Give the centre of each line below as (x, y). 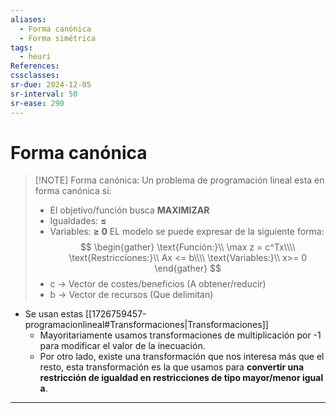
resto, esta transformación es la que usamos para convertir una (172, 367)
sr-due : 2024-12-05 (51, 85)
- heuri (35, 57)
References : (35, 66)
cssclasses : (35, 76)
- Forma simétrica (58, 38)
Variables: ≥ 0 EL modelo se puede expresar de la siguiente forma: (187, 232)
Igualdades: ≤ (78, 221)
